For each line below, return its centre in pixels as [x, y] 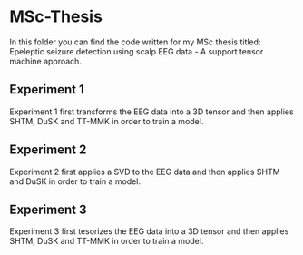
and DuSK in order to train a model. [75, 181]
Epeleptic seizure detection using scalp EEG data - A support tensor [137, 51]
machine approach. [45, 61]
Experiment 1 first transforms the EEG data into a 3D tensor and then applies [151, 112]
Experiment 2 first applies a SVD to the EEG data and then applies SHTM [145, 172]
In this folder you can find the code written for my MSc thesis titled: [135, 42]
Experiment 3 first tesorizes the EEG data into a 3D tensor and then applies [149, 231]
